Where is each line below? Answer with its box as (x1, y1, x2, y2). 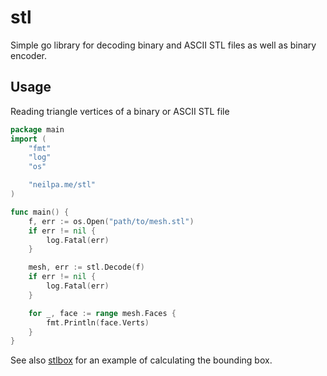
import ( (10, 134, 47, 144)
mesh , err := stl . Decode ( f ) (28, 262, 145, 273)
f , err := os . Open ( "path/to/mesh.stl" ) (28, 216, 195, 226)
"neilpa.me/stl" (28, 180, 97, 190)
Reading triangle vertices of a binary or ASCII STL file (10, 105, 230, 117)
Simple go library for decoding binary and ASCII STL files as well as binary (10, 39, 317, 51)
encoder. (10, 49, 47, 61)
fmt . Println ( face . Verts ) (46, 317, 150, 328)
